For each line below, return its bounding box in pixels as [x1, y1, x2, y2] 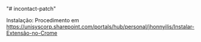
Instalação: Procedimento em [6, 17, 79, 23]
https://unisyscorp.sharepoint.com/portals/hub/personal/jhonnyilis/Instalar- [6, 23, 195, 30]
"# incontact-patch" [6, 5, 56, 12]
